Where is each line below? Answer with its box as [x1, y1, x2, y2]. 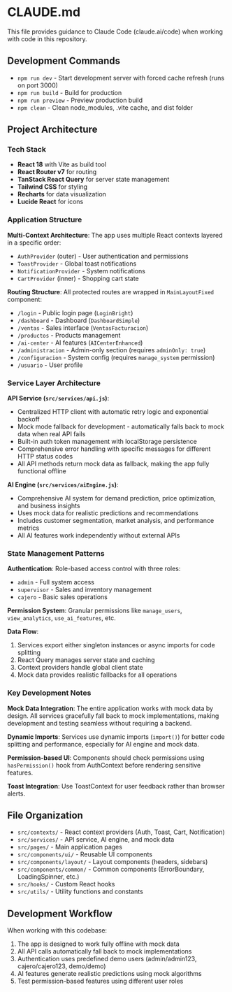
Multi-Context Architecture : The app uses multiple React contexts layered [7, 231, 223, 239]
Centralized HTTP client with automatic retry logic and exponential [17, 408, 209, 416]
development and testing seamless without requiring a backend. [7, 719, 192, 727]
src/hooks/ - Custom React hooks [17, 880, 115, 889]
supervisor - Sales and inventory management [17, 585, 152, 594]
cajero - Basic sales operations [17, 593, 108, 601]
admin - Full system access [17, 578, 94, 587]
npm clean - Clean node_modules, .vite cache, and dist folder [17, 103, 194, 112]
